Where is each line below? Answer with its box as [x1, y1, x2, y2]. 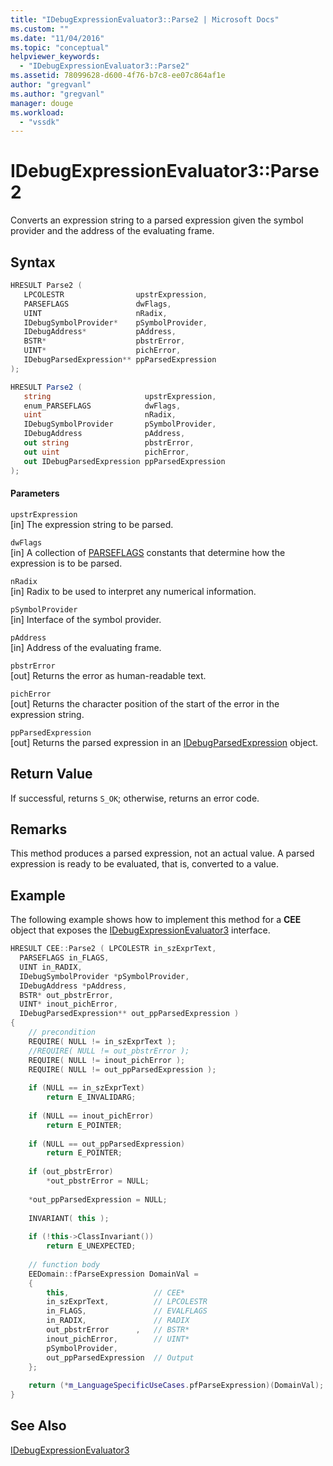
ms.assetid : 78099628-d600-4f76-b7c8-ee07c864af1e [10, 71, 226, 81]
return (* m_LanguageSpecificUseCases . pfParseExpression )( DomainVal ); [28, 1381, 325, 1391]
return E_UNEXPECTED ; [46, 1241, 137, 1251]
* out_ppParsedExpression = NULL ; [28, 1194, 168, 1205]
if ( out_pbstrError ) [28, 1167, 114, 1177]
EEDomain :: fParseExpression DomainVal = [28, 1269, 199, 1279]
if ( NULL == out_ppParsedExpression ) [28, 1139, 186, 1149]
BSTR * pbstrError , [23, 336, 186, 346]
